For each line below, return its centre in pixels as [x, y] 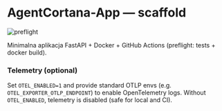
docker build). [27, 52]
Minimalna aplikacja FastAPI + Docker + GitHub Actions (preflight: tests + [111, 45]
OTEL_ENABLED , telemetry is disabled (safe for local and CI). [90, 100]
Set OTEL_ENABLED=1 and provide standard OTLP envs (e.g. [89, 85]
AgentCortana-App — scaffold [97, 13]
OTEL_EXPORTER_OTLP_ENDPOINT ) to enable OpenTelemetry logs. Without [107, 93]
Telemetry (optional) [43, 70]
